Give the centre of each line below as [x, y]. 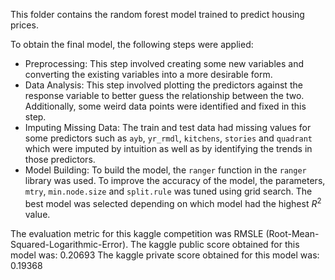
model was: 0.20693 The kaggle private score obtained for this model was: [165, 255]
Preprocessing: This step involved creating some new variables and [164, 63]
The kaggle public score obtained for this [215, 244]
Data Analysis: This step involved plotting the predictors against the [163, 85]
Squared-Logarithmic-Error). [69, 244]
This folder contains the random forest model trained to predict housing [157, 14]
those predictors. [60, 159]
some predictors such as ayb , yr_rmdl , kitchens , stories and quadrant [168, 138]
